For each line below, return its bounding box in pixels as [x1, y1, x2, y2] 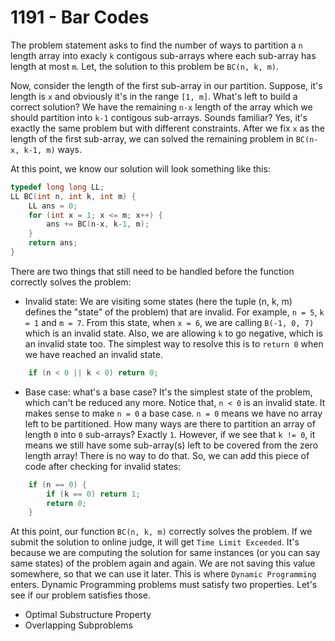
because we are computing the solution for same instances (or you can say [10, 547, 321, 559]
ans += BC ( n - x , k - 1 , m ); [46, 219, 150, 230]
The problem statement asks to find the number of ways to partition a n [10, 39, 303, 51]
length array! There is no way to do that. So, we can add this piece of [24, 449, 310, 461]
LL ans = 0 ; [28, 201, 78, 211]
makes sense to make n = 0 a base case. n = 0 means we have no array [24, 407, 323, 419]
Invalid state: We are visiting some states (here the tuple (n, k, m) [24, 295, 293, 307]
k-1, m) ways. [23, 143, 82, 155]
